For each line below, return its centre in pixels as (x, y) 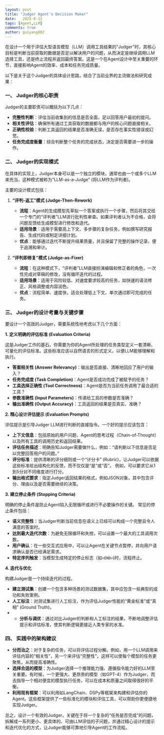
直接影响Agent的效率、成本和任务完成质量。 (58, 65)
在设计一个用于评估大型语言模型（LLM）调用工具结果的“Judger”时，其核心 (81, 47)
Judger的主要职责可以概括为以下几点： (44, 107)
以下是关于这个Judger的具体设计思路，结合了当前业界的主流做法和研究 (76, 75)
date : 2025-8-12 (24, 19)
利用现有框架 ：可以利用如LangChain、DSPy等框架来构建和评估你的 (80, 693)
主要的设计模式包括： (26, 190)
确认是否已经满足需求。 (40, 551)
